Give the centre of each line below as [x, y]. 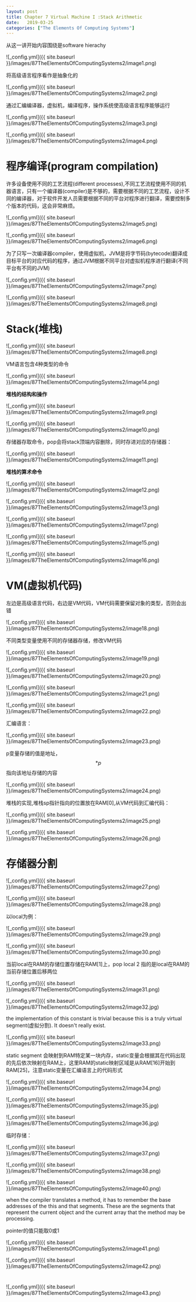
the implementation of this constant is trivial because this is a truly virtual [94, 1018]
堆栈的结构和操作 [27, 394]
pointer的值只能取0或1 [33, 1230]
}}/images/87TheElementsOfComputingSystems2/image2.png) [82, 93]
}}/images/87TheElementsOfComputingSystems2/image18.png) [83, 629]
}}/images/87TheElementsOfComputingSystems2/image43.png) [83, 1293]
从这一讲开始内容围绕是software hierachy [56, 45]
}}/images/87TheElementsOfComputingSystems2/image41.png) [83, 1249]
